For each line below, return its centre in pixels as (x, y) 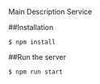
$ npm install (32, 42)
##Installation (31, 27)
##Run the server (37, 57)
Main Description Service (50, 12)
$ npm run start (35, 72)
